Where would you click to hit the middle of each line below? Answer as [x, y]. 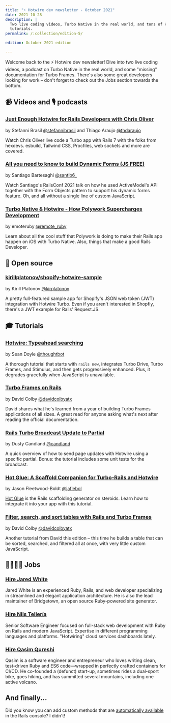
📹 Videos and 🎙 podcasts [47, 102]
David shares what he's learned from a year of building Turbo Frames [78, 409]
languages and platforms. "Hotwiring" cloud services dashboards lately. [81, 636]
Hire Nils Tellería [26, 614]
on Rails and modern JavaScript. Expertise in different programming [76, 630]
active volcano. [21, 682]
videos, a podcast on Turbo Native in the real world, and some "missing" [81, 69]
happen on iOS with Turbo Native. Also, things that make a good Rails [78, 242]
